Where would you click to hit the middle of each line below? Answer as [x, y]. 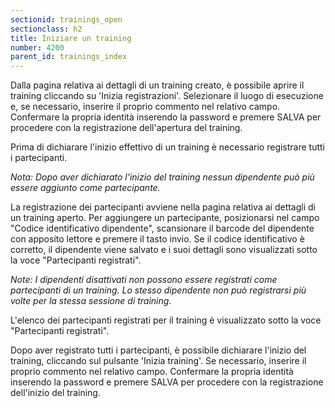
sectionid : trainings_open [66, 19]
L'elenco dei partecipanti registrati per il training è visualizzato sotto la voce [166, 320]
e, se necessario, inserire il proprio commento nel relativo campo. [145, 107]
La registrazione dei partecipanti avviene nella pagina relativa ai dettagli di [163, 207]
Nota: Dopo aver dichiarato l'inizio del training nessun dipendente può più [162, 177]
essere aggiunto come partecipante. [85, 188]
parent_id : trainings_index [69, 57]
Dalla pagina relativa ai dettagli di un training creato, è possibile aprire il [157, 85]
